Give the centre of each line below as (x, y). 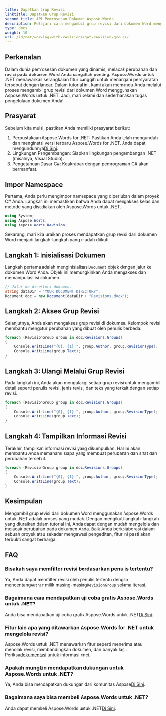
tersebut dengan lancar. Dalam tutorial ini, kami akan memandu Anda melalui (83, 85)
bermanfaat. (25, 169)
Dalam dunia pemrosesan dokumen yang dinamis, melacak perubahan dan (81, 69)
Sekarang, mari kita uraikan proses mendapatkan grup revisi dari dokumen (81, 234)
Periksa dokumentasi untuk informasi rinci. (48, 655)
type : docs (16, 28)
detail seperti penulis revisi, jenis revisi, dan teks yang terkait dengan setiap (82, 388)
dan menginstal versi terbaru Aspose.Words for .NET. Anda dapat (79, 143)
